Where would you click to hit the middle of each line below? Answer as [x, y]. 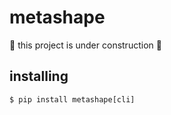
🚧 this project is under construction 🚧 [85, 45]
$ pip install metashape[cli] [72, 99]
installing [39, 76]
